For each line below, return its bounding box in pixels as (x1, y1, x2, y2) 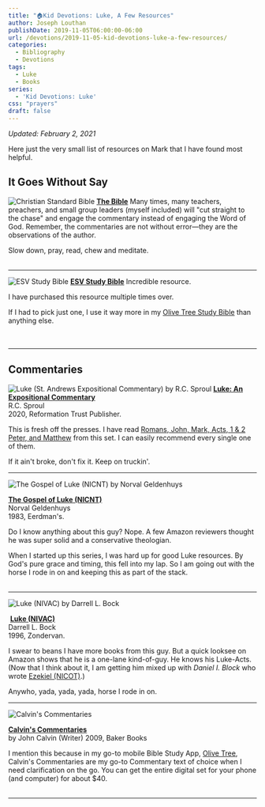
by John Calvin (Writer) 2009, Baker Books (8, 733, 147, 742)
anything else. (8, 316, 54, 325)
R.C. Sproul (8, 400, 45, 410)
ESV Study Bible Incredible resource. (69, 276, 192, 286)
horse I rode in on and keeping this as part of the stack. (8, 567, 188, 577)
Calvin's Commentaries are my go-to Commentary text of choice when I (8, 756, 242, 766)
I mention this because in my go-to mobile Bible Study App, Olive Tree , (8, 748, 238, 758)
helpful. (8, 153, 33, 162)
